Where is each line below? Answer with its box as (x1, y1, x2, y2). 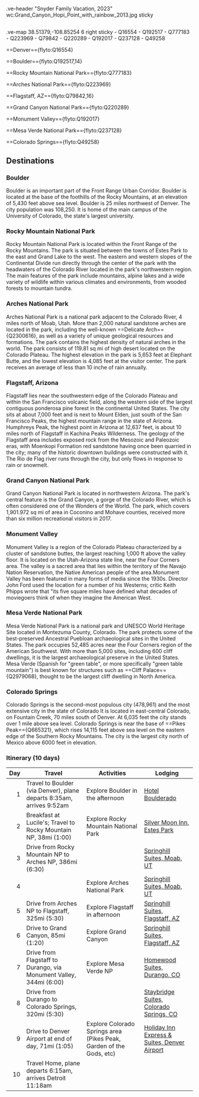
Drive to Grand (26, 924, 67, 932)
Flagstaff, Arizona (6, 379, 59, 387)
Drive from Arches (26, 900, 77, 908)
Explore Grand (86, 928, 127, 936)
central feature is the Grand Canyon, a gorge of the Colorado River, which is (6, 496, 191, 503)
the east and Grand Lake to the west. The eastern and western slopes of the (6, 253, 192, 260)
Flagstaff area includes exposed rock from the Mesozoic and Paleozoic (6, 436, 179, 443)
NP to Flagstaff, (26, 907, 70, 915)
